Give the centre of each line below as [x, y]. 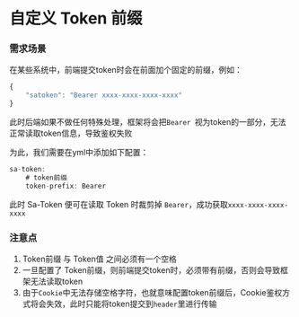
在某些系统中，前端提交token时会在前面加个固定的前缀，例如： [126, 70]
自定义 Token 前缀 [76, 18]
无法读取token [57, 282]
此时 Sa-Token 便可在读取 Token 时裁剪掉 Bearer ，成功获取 [119, 204]
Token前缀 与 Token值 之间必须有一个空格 [99, 259]
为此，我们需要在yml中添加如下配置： [79, 153]
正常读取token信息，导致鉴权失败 [71, 133]
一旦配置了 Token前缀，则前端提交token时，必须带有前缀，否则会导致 [151, 270]
